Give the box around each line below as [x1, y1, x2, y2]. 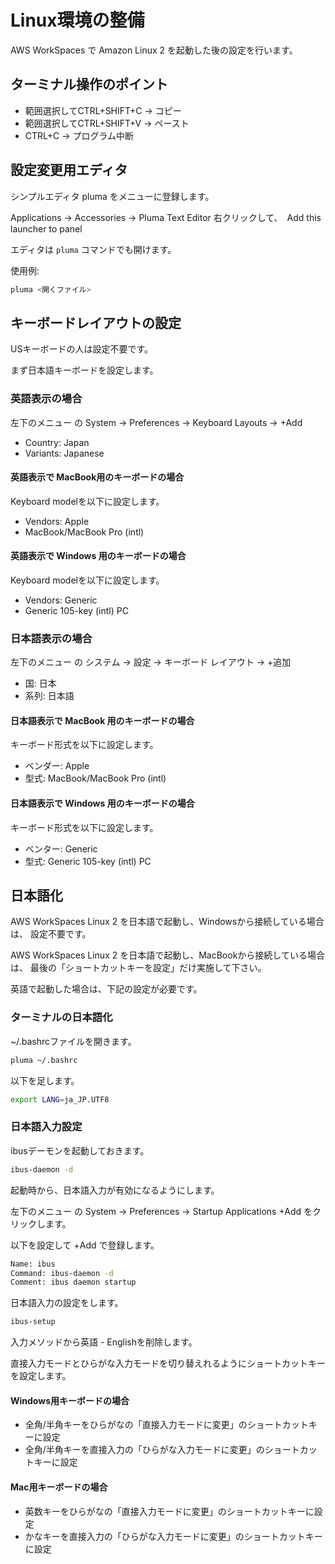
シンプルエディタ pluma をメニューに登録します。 [10, 190, 215, 202]
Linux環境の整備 [10, 9, 145, 32]
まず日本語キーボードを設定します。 [10, 364, 159, 376]
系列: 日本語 [24, 690, 75, 702]
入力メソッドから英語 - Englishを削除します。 [10, 1336, 198, 1348]
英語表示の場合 [10, 392, 83, 406]
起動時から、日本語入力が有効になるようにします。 [10, 1184, 220, 1196]
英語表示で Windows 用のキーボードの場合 [10, 550, 187, 562]
